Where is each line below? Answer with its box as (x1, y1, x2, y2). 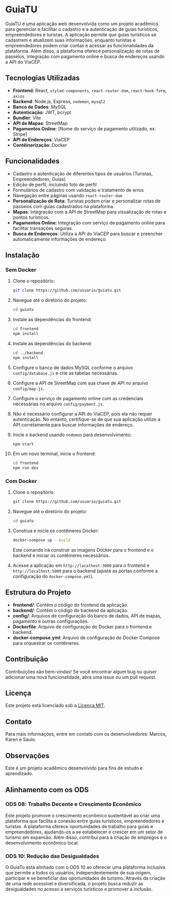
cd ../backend (12, 350, 43, 356)
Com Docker (5, 478, 37, 485)
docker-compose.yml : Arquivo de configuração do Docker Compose (12, 634, 160, 641)
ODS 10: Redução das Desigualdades (5, 852, 99, 859)
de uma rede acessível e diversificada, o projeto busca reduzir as (5, 881, 144, 887)
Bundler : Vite (12, 115, 41, 121)
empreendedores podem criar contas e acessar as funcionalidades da (5, 42, 154, 48)
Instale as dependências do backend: (12, 340, 92, 346)
